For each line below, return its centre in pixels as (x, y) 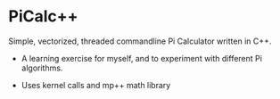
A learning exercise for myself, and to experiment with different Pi (141, 58)
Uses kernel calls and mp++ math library (96, 85)
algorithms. (42, 68)
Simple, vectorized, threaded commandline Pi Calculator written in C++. (140, 41)
